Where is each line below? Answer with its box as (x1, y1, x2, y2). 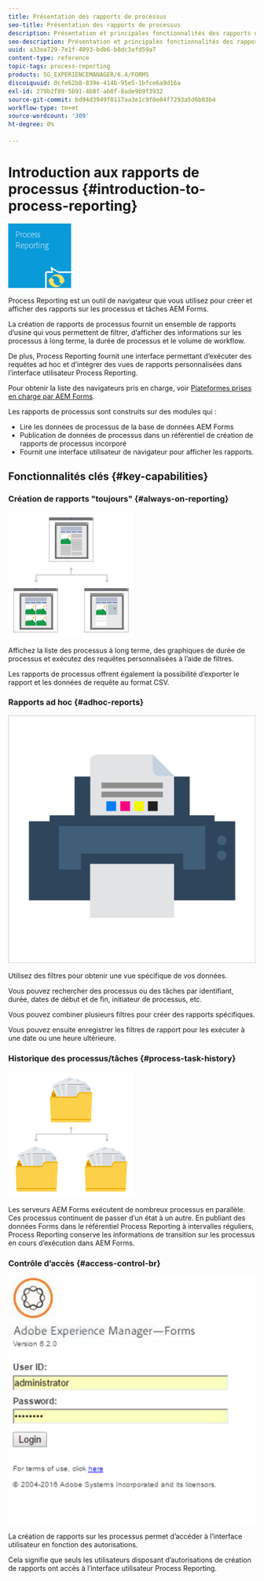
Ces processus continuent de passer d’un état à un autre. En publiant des (8, 1213, 246, 1223)
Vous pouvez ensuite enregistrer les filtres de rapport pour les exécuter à (8, 1024, 245, 1034)
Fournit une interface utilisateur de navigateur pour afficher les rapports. (19, 447, 255, 456)
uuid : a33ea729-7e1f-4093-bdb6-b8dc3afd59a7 (8, 46, 156, 54)
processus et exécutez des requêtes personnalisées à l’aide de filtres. (8, 653, 234, 664)
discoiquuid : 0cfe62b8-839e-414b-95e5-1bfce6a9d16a (8, 79, 181, 86)
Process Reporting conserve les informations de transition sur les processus (8, 1230, 255, 1240)
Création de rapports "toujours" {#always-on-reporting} (8, 494, 229, 505)
